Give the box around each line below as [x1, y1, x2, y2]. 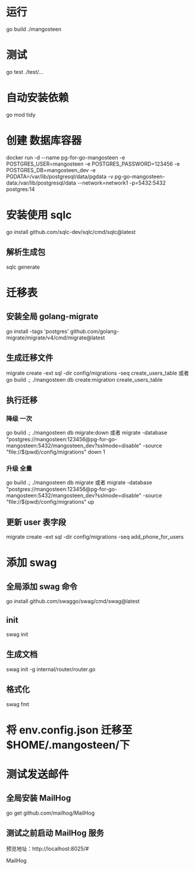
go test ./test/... [6, 68, 43, 75]
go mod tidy [6, 111, 36, 118]
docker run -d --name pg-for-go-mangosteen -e [6, 154, 125, 161]
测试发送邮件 [6, 768, 70, 781]
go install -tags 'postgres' [6, 328, 70, 335]
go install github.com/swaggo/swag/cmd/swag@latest [6, 598, 140, 605]
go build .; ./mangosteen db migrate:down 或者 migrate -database [6, 429, 168, 436]
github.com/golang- [70, 328, 119, 335]
